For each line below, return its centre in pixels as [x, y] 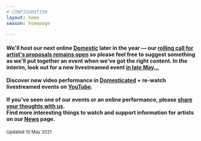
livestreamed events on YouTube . [50, 86]
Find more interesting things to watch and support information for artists [100, 112]
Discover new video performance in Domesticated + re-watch [86, 80]
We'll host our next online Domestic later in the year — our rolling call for [100, 48]
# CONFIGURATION [27, 12]
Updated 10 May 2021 [29, 132]
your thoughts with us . [36, 106]
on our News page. [31, 119]
